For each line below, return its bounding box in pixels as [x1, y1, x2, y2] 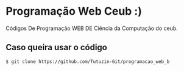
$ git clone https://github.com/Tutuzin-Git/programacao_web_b [5, 58, 170, 65]
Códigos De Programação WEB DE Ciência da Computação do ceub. [5, 24, 178, 32]
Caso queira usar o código [5, 42, 107, 53]
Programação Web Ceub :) [5, 4, 143, 18]
